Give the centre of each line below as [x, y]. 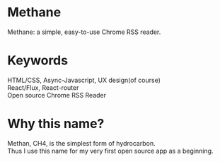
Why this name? [56, 124]
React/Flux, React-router [43, 87]
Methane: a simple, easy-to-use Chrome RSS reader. [84, 32]
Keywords [38, 60]
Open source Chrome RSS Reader [57, 95]
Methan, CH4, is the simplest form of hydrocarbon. [81, 143]
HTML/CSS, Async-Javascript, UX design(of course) [84, 80]
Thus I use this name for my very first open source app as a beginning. [110, 151]
